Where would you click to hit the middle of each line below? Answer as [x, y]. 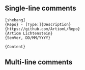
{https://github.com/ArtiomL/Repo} [42, 29]
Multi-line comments [39, 62]
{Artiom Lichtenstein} [29, 33]
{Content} [15, 47]
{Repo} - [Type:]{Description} [38, 24]
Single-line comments [41, 8]
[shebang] [15, 20]
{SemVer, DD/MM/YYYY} [28, 38]
